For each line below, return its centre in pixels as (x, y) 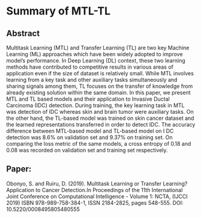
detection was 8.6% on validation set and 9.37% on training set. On (89, 137)
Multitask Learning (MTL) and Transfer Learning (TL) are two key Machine (98, 48)
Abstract (23, 33)
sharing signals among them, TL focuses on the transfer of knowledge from (100, 86)
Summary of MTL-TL (58, 11)
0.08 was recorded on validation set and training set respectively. (87, 150)
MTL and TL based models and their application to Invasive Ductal (88, 99)
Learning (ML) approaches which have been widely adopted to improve (94, 54)
